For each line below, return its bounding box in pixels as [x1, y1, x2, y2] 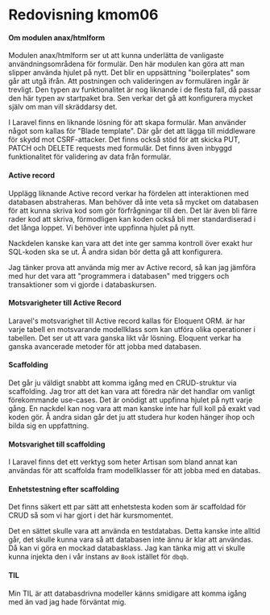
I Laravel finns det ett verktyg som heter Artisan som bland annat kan [8, 457, 238, 467]
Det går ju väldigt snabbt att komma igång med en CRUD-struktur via [8, 378, 237, 388]
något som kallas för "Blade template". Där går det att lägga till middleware [8, 127, 256, 136]
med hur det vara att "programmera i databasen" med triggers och [8, 271, 230, 280]
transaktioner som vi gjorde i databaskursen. [8, 280, 157, 289]
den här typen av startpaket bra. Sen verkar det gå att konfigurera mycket [8, 93, 254, 103]
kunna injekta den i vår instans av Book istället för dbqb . [8, 552, 189, 562]
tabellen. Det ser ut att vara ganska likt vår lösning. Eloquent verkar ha [8, 333, 242, 343]
